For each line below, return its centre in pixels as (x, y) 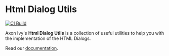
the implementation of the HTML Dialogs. (48, 38)
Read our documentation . (32, 48)
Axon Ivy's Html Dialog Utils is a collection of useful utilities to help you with (85, 33)
